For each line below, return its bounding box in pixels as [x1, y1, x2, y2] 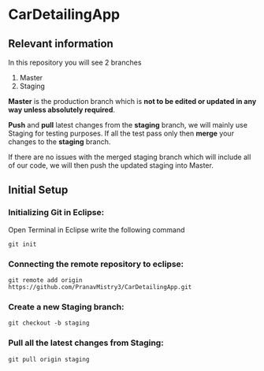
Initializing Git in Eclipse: [8, 207, 105, 218]
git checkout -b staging [8, 319, 90, 328]
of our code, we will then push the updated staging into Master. [8, 161, 214, 170]
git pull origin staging [8, 355, 90, 363]
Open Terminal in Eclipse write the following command [8, 224, 185, 234]
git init [8, 240, 37, 248]
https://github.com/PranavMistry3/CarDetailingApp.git [8, 283, 192, 291]
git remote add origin [8, 276, 83, 284]
